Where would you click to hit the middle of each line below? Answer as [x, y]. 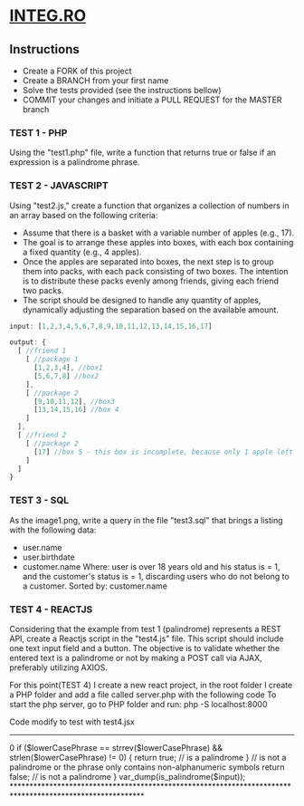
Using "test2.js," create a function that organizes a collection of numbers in [149, 206]
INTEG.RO [48, 16]
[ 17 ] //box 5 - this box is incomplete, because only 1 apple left [163, 452]
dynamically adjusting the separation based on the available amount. [150, 310]
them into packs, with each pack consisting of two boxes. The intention [155, 271]
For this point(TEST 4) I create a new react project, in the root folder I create [151, 685]
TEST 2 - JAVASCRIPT [59, 186]
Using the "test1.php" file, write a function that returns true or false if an [143, 153]
